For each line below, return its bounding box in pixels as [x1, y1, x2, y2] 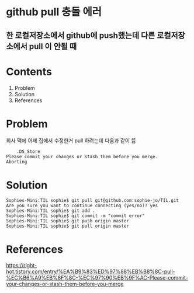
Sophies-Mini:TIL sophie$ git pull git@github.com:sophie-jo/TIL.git [6, 198, 179, 204]
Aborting [6, 159, 27, 165]
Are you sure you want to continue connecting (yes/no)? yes [6, 203, 158, 209]
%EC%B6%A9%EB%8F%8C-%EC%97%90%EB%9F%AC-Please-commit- [6, 274, 189, 281]
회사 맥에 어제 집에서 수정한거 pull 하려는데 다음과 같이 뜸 [6, 137, 136, 144]
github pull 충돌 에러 [6, 5, 102, 19]
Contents [6, 65, 53, 78]
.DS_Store [16, 149, 41, 155]
